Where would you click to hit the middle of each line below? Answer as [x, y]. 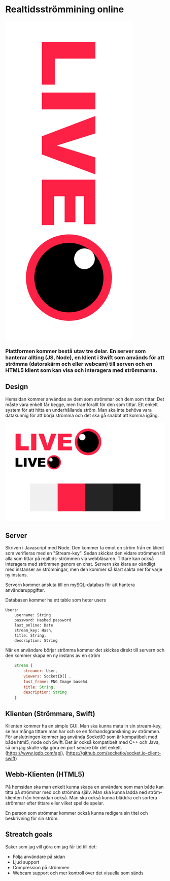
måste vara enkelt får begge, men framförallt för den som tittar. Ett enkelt [82, 405]
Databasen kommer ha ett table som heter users [56, 600]
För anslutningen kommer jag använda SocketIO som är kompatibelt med [81, 737]
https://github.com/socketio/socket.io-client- [114, 753]
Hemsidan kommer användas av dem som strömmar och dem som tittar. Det [85, 399]
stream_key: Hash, [34, 631]
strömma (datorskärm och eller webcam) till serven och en [79, 364]
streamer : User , [41, 671]
